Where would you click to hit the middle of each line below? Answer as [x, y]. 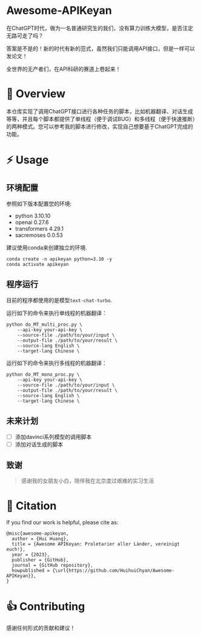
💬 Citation [31, 506]
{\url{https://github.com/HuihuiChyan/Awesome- [113, 571]
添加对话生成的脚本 [39, 444]
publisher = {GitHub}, [40, 560]
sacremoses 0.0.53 [39, 235]
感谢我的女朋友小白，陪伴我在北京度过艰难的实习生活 [87, 481]
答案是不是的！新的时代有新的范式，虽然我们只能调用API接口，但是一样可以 [101, 48]
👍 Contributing [46, 606]
